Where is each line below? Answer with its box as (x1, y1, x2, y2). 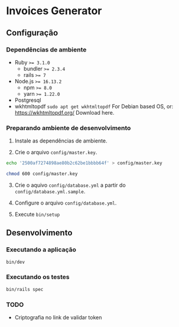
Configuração (6, 28, 58, 38)
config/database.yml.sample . (14, 187, 86, 195)
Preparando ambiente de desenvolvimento (6, 124, 131, 132)
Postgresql (14, 96, 41, 103)
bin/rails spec (6, 286, 44, 292)
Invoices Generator (6, 4, 102, 18)
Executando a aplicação (6, 245, 77, 254)
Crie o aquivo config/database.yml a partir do (14, 182, 126, 189)
